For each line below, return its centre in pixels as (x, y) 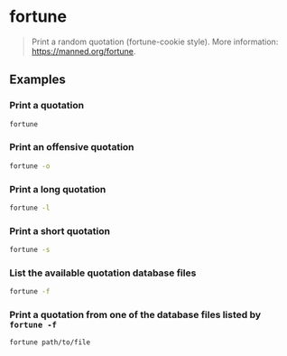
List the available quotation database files (103, 273)
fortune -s (30, 250)
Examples (37, 80)
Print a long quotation (58, 189)
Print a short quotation (60, 230)
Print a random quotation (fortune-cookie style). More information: (155, 42)
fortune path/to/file (50, 342)
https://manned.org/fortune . (83, 51)
